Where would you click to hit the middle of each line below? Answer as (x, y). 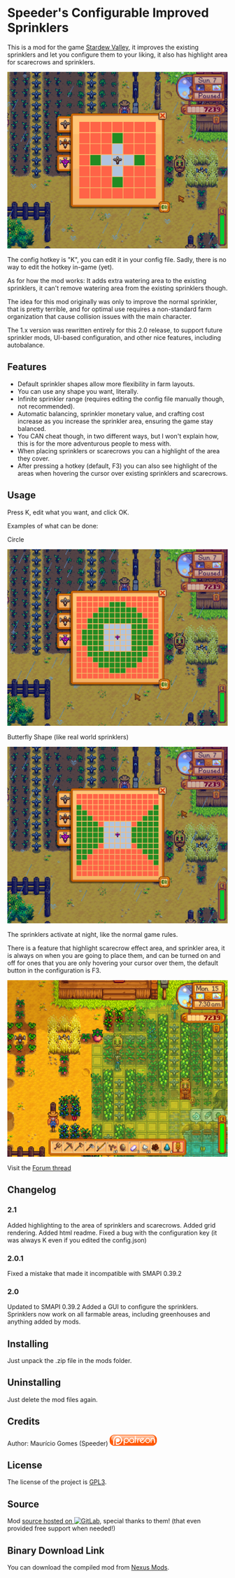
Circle (16, 539)
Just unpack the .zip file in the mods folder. (70, 1361)
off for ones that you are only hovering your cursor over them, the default (113, 963)
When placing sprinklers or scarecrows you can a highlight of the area (119, 451)
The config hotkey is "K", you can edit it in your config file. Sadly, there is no (117, 260)
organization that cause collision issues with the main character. (100, 317)
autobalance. (26, 345)
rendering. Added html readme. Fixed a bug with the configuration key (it (112, 1233)
